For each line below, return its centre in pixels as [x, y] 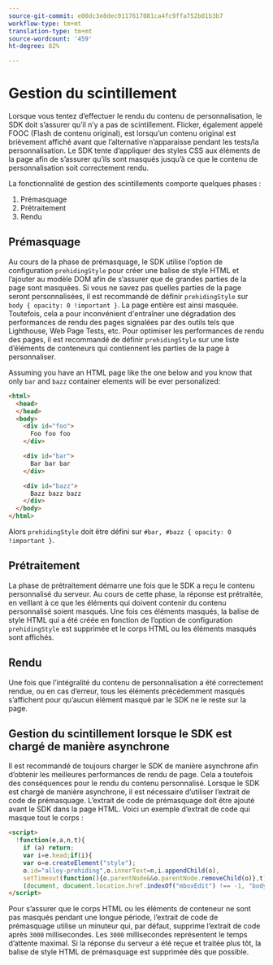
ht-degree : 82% [34, 46]
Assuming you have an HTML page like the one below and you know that [130, 372]
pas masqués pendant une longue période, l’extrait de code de [113, 917]
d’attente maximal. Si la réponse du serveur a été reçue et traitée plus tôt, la [135, 943]
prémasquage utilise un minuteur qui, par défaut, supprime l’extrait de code [134, 926]
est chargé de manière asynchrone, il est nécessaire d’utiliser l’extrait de [129, 792]
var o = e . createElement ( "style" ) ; [80, 863]
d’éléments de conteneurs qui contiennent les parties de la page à [119, 348]
